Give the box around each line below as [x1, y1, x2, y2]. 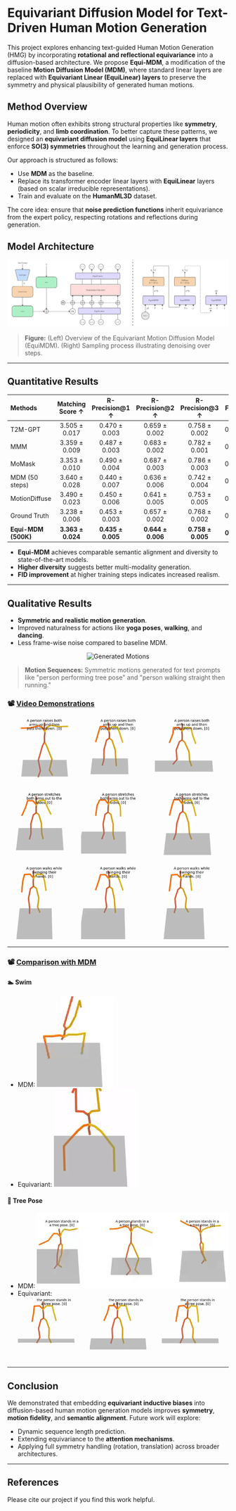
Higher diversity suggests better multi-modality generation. [17, 563, 192, 571]
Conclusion [7, 1380, 59, 1392]
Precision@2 [136, 403, 175, 412]
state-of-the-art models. [17, 556, 88, 564]
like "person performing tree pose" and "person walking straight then [24, 673, 225, 682]
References [7, 1477, 59, 1488]
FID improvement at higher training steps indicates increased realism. [17, 570, 220, 579]
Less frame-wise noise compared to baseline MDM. [17, 639, 168, 647]
